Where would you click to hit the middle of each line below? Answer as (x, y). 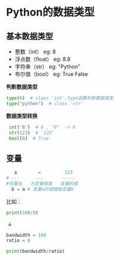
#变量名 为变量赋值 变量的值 (42, 183)
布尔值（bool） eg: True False (51, 74)
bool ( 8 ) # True (29, 138)
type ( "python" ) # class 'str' (45, 103)
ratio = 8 (18, 241)
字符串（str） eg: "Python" (48, 67)
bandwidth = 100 (26, 235)
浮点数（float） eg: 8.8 (42, 59)
